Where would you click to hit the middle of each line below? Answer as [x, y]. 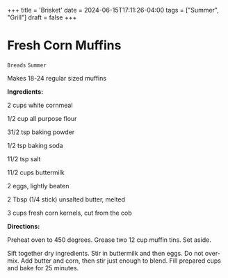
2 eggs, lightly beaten [38, 186]
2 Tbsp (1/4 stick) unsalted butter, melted [66, 199]
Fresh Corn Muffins [64, 46]
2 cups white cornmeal [40, 105]
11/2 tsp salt [24, 158]
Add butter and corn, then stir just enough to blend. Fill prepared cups [121, 261]
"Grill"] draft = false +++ [42, 17]
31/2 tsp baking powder [41, 132]
